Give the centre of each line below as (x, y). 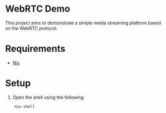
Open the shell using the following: (48, 97)
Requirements (35, 49)
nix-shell (25, 106)
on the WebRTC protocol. (32, 28)
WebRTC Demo (38, 9)
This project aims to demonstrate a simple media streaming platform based (83, 23)
